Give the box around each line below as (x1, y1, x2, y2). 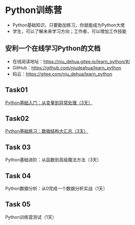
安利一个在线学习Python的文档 (5, 44, 101, 53)
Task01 (5, 86, 28, 94)
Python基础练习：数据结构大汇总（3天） (5, 128, 88, 134)
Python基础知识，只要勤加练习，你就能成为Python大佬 (12, 22, 125, 28)
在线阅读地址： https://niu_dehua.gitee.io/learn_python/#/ (12, 58, 130, 64)
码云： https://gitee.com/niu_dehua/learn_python (12, 71, 112, 77)
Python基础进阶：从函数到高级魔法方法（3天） (5, 157, 101, 163)
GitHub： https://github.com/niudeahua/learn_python (12, 64, 121, 70)
